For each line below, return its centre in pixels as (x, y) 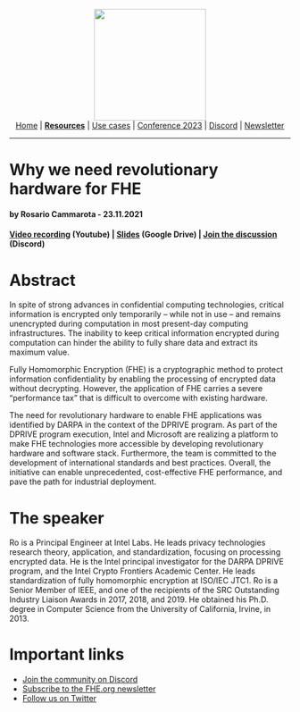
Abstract (42, 280)
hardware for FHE (75, 189)
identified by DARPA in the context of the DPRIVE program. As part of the (143, 425)
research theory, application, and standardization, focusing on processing (145, 552)
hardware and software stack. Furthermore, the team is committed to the (143, 453)
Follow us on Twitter (59, 699)
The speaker (57, 518)
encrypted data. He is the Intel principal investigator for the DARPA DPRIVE (146, 562)
